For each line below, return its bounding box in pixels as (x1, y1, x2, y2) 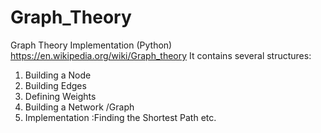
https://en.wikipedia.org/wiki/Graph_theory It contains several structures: (10, 49, 312, 61)
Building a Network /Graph (24, 101, 135, 113)
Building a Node (24, 69, 92, 81)
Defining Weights (24, 90, 97, 102)
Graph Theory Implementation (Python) (10, 39, 173, 51)
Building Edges (24, 79, 87, 91)
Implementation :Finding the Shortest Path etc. (24, 111, 217, 123)
